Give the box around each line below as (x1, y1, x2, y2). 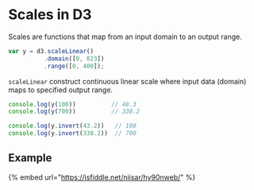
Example (8, 151, 52, 165)
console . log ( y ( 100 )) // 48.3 (8, 100, 137, 108)
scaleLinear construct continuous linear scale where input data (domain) (8, 76, 247, 86)
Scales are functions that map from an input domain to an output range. (8, 32, 242, 41)
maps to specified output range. (8, 85, 114, 95)
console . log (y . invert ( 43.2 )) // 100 (8, 122, 137, 130)
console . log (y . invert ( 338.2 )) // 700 (8, 130, 137, 138)
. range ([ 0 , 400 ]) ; (43, 62, 105, 70)
